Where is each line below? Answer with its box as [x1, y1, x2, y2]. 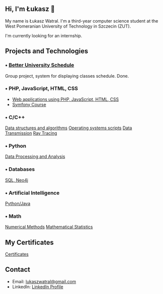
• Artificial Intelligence [5, 189, 60, 196]
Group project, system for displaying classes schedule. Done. [5, 73, 129, 79]
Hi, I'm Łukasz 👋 [5, 5, 55, 13]
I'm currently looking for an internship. [5, 32, 82, 38]
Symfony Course [12, 101, 47, 107]
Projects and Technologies [5, 47, 88, 56]
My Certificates [5, 238, 54, 246]
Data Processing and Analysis [5, 153, 65, 160]
